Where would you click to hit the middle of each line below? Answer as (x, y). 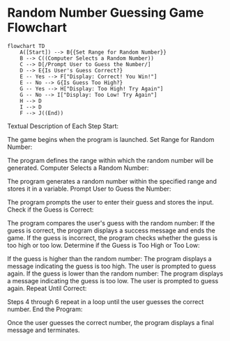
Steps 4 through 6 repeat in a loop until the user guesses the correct (106, 301)
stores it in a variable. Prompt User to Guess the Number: (89, 189)
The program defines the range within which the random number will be (110, 160)
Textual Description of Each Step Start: (63, 126)
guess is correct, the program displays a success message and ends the (112, 230)
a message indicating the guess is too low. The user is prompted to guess (113, 280)
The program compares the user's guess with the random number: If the (111, 223)
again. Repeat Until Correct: (47, 288)
